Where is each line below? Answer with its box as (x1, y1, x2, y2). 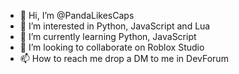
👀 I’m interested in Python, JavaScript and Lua (19, 20, 211, 32)
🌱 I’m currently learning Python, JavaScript (19, 31, 197, 42)
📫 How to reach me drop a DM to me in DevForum (19, 53, 229, 64)
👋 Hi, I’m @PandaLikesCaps (19, 10, 135, 21)
